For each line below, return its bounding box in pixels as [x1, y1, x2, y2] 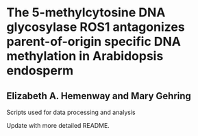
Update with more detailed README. [6, 122, 110, 129]
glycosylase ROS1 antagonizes [6, 19, 186, 35]
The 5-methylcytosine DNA [6, 5, 166, 21]
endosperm [6, 63, 74, 79]
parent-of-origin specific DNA [6, 34, 181, 49]
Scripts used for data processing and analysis [6, 108, 136, 116]
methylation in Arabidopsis [6, 49, 164, 64]
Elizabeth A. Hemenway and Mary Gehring [6, 90, 191, 102]
